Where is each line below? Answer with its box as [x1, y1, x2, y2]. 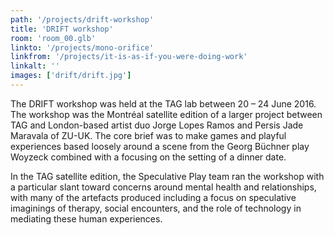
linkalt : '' [10, 61, 60, 71]
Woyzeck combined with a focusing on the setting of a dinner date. [10, 151, 287, 163]
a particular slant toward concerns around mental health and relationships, [10, 181, 317, 193]
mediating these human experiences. [10, 212, 163, 225]
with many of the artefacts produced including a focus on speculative [10, 191, 297, 203]
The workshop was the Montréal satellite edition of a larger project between [10, 108, 323, 120]
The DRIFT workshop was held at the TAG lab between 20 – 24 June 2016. [10, 97, 317, 110]
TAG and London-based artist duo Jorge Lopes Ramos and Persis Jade [10, 119, 304, 131]
